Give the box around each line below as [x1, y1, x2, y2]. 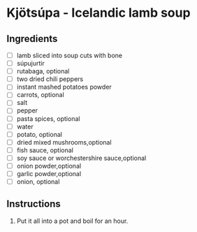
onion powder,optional [16, 161, 82, 170]
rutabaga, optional [16, 67, 70, 75]
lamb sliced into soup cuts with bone [16, 51, 123, 59]
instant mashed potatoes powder [16, 82, 112, 92]
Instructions [6, 198, 61, 210]
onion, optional [16, 177, 60, 186]
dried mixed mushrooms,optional [16, 138, 112, 146]
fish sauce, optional [16, 145, 74, 154]
